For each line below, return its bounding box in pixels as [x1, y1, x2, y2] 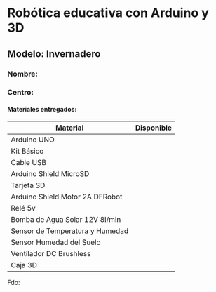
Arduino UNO [11, 135, 55, 145]
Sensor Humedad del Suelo [11, 237, 101, 247]
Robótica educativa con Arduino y [7, 5, 209, 21]
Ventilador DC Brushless [11, 248, 91, 258]
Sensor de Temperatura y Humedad [11, 226, 128, 236]
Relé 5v [11, 203, 36, 213]
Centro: [7, 88, 34, 98]
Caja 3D [11, 260, 37, 270]
